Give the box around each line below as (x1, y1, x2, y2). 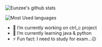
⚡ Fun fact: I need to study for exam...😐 (12, 36, 97, 42)
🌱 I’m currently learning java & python (12, 30, 92, 36)
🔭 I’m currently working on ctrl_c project (12, 25, 97, 31)
